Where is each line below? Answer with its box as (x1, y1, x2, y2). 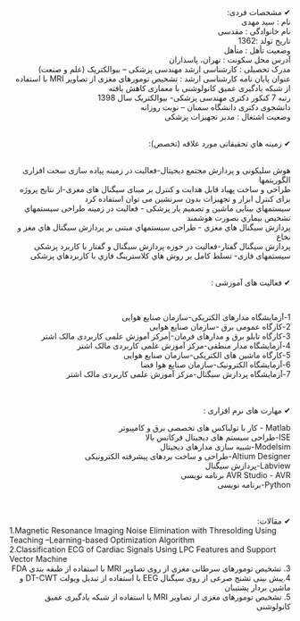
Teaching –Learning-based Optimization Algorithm (9, 534, 195, 545)
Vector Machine (9, 554, 68, 564)
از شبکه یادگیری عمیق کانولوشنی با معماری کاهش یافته (108, 83, 291, 93)
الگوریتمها (258, 174, 291, 185)
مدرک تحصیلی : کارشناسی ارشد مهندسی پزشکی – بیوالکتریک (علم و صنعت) (37, 64, 291, 74)
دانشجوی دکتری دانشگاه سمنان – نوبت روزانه (140, 102, 291, 113)
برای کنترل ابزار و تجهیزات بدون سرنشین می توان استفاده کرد (84, 194, 291, 204)
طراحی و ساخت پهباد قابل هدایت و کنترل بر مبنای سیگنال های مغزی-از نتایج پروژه (19, 184, 291, 194)
